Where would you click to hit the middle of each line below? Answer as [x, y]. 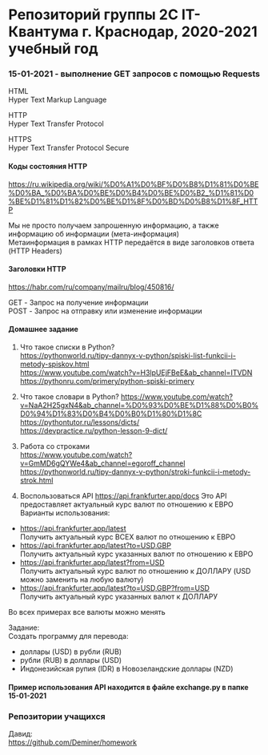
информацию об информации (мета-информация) [94, 233]
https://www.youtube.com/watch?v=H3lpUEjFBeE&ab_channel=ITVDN [136, 373]
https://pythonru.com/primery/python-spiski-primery [107, 382]
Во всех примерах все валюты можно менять [87, 612]
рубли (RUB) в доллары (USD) [71, 660]
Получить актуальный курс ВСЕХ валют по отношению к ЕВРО [128, 537]
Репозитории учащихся [57, 717]
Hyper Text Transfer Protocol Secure [69, 148]
